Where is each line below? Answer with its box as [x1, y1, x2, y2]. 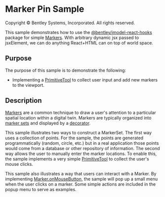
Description [5, 96, 42, 105]
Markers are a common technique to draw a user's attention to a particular [5, 110, 156, 116]
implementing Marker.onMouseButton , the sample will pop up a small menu [5, 176, 158, 182]
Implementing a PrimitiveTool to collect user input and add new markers [12, 77, 158, 82]
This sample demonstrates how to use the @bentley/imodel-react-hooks [5, 29, 152, 35]
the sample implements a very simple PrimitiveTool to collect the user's [5, 156, 149, 161]
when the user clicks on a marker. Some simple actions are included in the [5, 181, 156, 187]
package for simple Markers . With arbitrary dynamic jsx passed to [5, 35, 139, 40]
